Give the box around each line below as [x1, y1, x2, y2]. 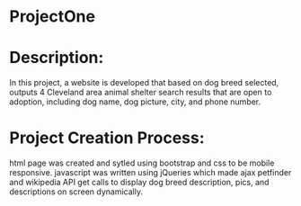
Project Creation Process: [9, 128, 205, 148]
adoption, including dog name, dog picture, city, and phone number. [9, 96, 261, 107]
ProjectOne [9, 6, 96, 27]
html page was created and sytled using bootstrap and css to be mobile [9, 157, 275, 168]
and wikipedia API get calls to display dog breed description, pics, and [9, 177, 270, 188]
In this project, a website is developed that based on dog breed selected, [9, 77, 279, 88]
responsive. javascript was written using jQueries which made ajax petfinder [9, 167, 292, 178]
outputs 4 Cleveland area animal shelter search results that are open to [9, 87, 272, 98]
